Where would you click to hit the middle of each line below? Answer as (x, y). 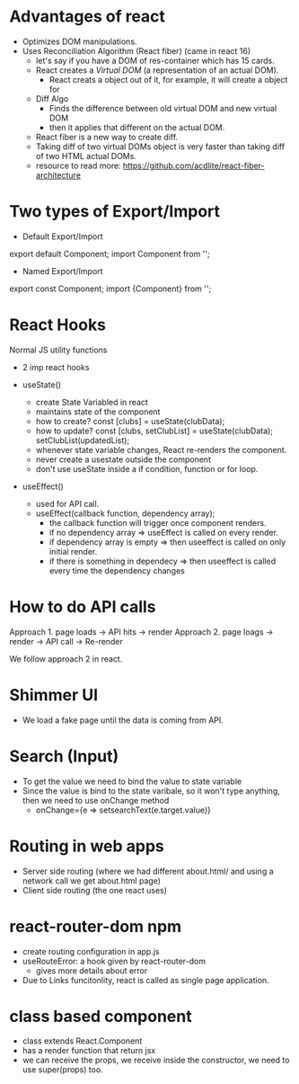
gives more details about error (92, 970)
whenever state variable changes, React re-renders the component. (161, 449)
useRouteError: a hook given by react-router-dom (114, 961)
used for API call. (67, 503)
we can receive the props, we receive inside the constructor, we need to (156, 1060)
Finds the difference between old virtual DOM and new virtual (163, 108)
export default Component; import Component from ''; (110, 253)
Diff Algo (52, 98)
